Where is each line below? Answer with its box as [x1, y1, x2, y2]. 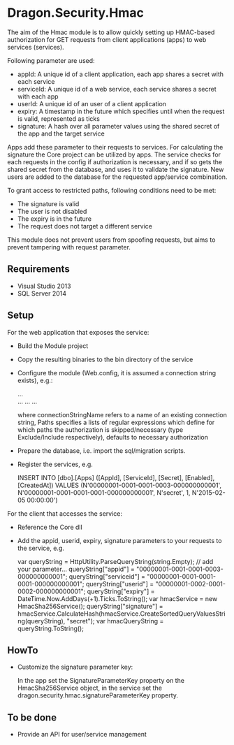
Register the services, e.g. [17, 460, 93, 468]
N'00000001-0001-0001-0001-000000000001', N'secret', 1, [17, 488, 191, 497]
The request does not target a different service [17, 222, 152, 230]
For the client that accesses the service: [7, 509, 122, 518]
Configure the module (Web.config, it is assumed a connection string [17, 368, 217, 377]
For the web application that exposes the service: [7, 328, 149, 336]
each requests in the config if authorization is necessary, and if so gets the [7, 157, 223, 166]
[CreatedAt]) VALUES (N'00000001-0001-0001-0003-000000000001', [17, 481, 222, 489]
